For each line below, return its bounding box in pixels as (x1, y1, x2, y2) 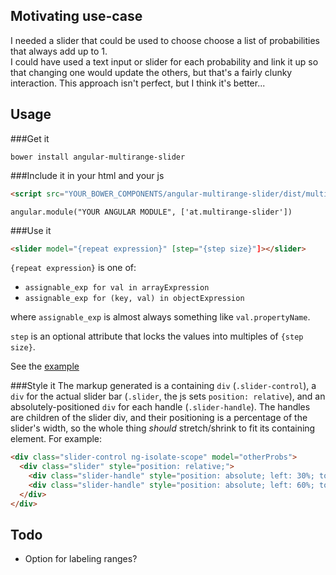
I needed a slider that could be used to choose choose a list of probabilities (10, 34, 320, 46)
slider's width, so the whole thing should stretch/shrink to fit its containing (10, 422, 316, 434)
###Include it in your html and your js (10, 169, 165, 181)
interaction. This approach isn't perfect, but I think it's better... (10, 77, 266, 89)
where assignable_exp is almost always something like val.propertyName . (10, 311, 311, 323)
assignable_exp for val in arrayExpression (24, 283, 210, 293)
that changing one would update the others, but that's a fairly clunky (10, 66, 293, 78)
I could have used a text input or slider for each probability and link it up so (10, 55, 319, 68)
